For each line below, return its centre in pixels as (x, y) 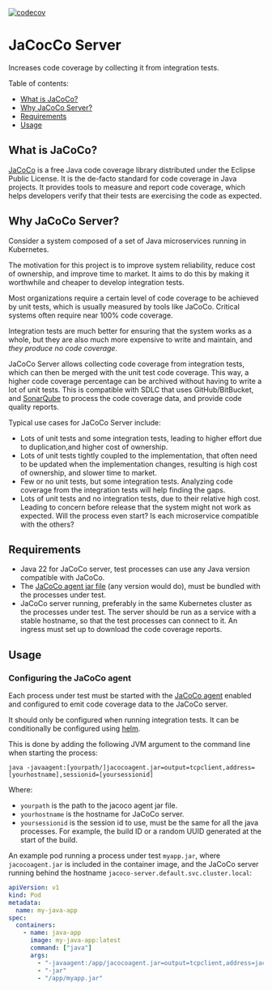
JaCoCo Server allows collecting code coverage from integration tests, (127, 364)
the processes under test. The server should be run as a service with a (138, 612)
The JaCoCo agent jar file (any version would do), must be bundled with (140, 587)
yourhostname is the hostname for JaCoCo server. (102, 814)
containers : (36, 925)
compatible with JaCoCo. (62, 578)
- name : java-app (52, 933)
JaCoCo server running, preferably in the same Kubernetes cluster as (136, 604)
